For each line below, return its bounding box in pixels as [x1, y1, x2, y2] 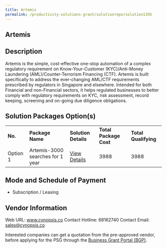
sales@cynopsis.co [5, 222, 45, 228]
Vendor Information [5, 204, 67, 212]
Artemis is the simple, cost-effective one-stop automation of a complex [5, 60, 151, 66]
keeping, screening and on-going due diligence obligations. [5, 98, 127, 104]
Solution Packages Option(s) [5, 112, 96, 121]
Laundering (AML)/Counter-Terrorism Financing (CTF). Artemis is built [5, 71, 149, 77]
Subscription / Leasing [12, 189, 59, 195]
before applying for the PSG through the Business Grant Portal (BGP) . [5, 237, 148, 243]
